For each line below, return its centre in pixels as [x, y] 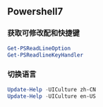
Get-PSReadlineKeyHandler [45, 55]
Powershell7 [35, 12]
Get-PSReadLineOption [39, 48]
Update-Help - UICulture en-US [52, 96]
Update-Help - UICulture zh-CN [52, 89]
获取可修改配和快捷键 [43, 33]
